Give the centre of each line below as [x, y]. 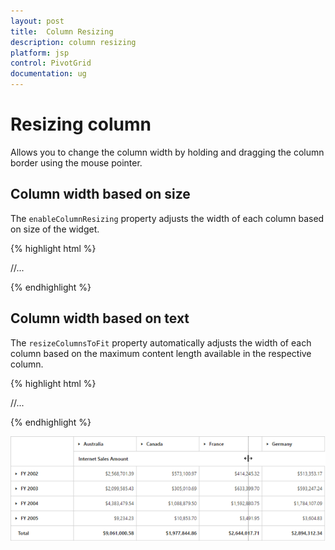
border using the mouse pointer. [76, 162]
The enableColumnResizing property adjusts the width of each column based [167, 218]
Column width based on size [100, 194]
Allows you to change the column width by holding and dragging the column [167, 152]
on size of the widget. [55, 229]
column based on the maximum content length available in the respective [161, 353]
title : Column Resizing [62, 31]
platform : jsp [40, 53]
